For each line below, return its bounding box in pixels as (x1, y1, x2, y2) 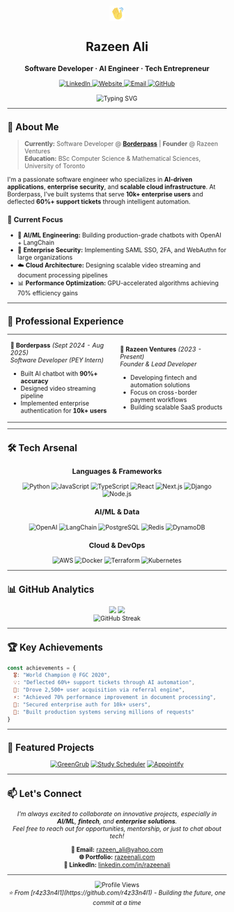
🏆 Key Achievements (7, 642, 103, 654)
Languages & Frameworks (72, 466, 162, 476)
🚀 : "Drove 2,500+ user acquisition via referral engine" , (13, 686, 186, 694)
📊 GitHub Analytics (7, 584, 95, 596)
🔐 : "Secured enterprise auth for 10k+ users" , (13, 701, 151, 708)
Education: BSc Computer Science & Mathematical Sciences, (24, 155, 201, 163)
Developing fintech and (130, 373, 197, 381)
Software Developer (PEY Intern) (10, 356, 104, 364)
